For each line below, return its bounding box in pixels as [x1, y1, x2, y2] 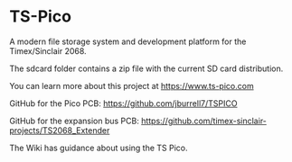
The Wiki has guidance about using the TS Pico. [9, 142, 188, 153]
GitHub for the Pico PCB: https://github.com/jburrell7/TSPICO [9, 97, 238, 109]
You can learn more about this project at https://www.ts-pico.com [9, 80, 255, 91]
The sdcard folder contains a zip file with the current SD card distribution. [9, 63, 284, 74]
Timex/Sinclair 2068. [9, 45, 88, 56]
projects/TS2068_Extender [9, 124, 110, 136]
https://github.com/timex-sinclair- [141, 115, 267, 126]
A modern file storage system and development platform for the [9, 36, 247, 47]
